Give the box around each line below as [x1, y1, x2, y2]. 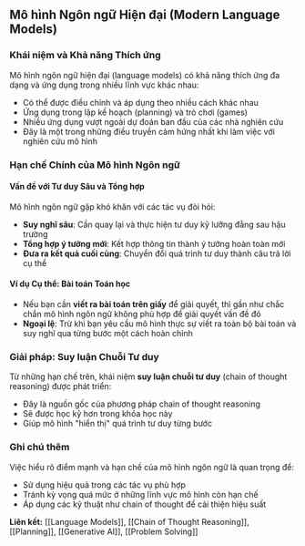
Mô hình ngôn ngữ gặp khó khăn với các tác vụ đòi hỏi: [9, 201, 216, 212]
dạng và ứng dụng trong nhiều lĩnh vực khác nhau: [9, 79, 199, 90]
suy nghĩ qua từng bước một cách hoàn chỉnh [22, 328, 193, 339]
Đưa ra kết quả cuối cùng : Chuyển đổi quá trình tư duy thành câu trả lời [22, 248, 291, 259]
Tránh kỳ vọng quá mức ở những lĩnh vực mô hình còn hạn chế [22, 489, 259, 500]
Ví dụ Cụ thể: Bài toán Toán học [9, 278, 131, 290]
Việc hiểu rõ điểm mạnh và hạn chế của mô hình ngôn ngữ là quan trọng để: [9, 461, 294, 472]
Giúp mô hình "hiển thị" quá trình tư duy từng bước [22, 418, 212, 429]
